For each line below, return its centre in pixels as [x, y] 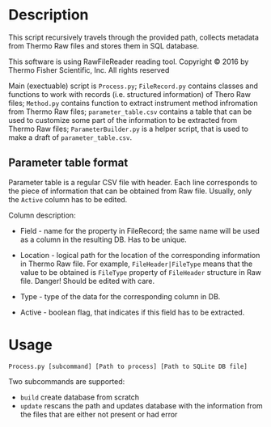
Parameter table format [68, 163]
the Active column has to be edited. [68, 199]
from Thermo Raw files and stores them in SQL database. [104, 45]
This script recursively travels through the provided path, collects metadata [133, 37]
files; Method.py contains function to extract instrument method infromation [133, 103]
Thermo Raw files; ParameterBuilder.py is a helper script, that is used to [129, 129]
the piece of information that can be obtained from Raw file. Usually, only [130, 191]
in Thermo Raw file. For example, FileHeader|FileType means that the [136, 264]
